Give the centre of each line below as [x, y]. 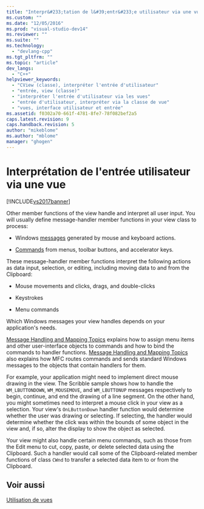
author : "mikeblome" [32, 130]
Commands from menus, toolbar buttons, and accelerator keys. [94, 249]
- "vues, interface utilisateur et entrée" [67, 108]
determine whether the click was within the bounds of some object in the [97, 422]
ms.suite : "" [23, 40]
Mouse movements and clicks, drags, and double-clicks [85, 286]
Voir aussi [25, 485]
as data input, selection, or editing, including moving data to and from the [98, 268]
